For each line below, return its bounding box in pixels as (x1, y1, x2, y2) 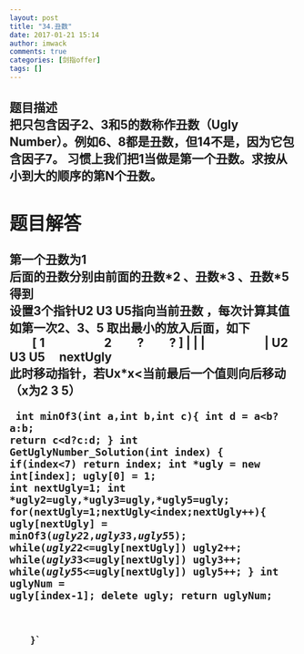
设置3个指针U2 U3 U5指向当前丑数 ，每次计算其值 (9, 302, 290, 319)
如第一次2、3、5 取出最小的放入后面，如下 (9, 320, 250, 335)
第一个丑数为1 (9, 251, 87, 267)
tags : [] (9, 65, 43, 74)
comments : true (9, 47, 67, 56)
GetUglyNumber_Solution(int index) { (9, 445, 224, 458)
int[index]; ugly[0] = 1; (9, 469, 157, 483)
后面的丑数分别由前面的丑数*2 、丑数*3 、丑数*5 (9, 269, 289, 284)
